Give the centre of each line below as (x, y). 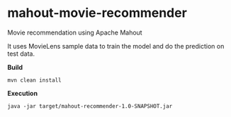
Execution (22, 93)
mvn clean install (34, 80)
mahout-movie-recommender (97, 13)
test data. (21, 54)
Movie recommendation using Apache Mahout (75, 32)
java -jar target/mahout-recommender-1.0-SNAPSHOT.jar (90, 106)
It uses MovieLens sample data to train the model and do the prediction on (116, 46)
